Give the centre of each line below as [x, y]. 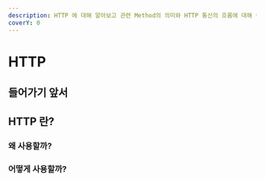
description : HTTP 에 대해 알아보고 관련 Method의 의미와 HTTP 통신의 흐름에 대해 [130, 15]
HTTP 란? [32, 122]
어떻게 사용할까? [37, 169]
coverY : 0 [24, 23]
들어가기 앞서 [38, 92]
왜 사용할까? [30, 146]
